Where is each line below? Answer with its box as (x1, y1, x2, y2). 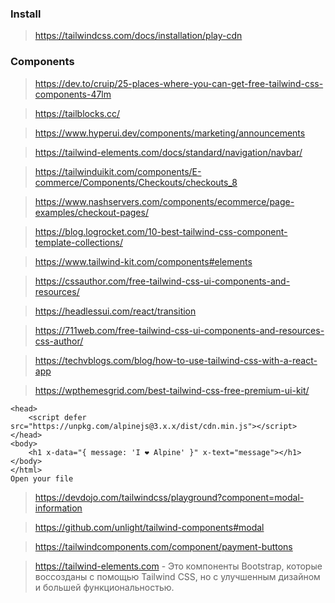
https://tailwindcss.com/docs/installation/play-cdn (34, 30, 243, 42)
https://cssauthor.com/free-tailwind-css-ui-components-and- (34, 275, 291, 287)
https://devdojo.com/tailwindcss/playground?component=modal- (34, 491, 305, 503)
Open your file (10, 473, 74, 484)
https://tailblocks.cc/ (34, 107, 121, 119)
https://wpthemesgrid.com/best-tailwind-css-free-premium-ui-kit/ (34, 384, 310, 396)
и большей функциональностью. (34, 581, 175, 593)
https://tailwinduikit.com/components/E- (34, 165, 202, 177)
